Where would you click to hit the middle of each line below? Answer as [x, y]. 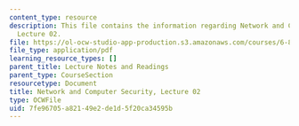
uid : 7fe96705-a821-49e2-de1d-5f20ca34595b [91, 108]
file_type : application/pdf [61, 51]
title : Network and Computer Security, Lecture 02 [105, 91]
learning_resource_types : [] [63, 59]
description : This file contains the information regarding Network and [147, 26]
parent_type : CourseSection [61, 75]
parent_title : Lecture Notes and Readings [89, 67]
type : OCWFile [36, 100]
